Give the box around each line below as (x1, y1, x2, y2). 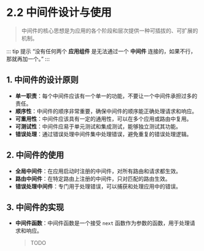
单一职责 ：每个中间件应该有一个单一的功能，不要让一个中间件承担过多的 (15, 92, 197, 100)
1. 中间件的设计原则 (6, 75, 79, 85)
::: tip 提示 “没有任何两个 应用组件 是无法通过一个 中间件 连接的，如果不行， (6, 47, 197, 55)
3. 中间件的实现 (6, 202, 64, 213)
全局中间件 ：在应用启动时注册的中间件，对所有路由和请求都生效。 (15, 167, 181, 175)
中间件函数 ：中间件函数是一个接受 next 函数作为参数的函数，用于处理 (15, 219, 191, 227)
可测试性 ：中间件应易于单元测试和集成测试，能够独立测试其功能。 (15, 123, 181, 130)
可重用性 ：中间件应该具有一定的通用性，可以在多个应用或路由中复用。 (15, 115, 192, 122)
